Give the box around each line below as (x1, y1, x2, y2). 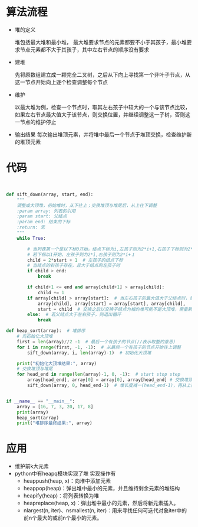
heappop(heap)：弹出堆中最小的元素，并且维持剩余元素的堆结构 (23, 485, 180, 492)
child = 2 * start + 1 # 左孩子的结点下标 (27, 257, 124, 263)
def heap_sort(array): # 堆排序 (6, 328, 85, 334)
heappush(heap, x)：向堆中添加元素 (23, 477, 111, 484)
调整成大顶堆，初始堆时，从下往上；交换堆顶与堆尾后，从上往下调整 (16, 202, 157, 209)
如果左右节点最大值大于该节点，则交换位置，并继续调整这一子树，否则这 (14, 110, 190, 118)
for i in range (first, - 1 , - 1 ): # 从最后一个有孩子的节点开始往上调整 (16, 344, 181, 350)
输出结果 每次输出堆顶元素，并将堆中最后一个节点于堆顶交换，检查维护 (14, 131, 187, 138)
